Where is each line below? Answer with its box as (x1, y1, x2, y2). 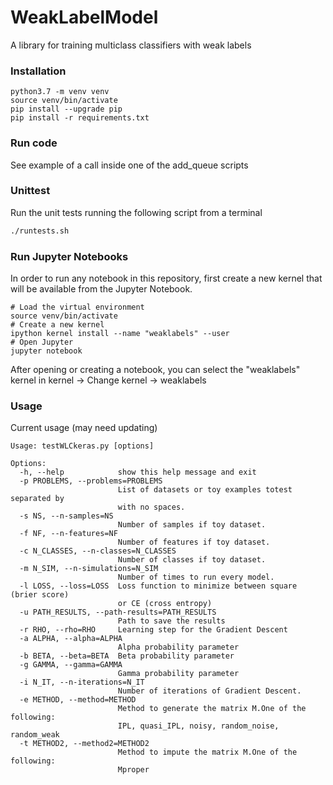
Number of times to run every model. (117, 572, 275, 583)
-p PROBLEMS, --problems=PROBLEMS (19, 476, 163, 486)
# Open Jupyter (10, 337, 74, 347)
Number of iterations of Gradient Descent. (117, 686, 302, 696)
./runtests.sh (10, 226, 70, 236)
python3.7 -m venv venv (10, 87, 110, 97)
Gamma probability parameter (117, 669, 240, 679)
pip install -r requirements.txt (10, 113, 150, 123)
